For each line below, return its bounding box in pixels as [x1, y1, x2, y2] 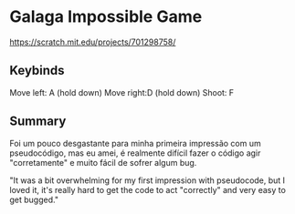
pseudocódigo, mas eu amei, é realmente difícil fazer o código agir [9, 148, 261, 158]
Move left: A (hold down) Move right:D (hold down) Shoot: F [9, 87, 235, 97]
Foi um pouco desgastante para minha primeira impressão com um [9, 138, 262, 148]
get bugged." [9, 194, 59, 205]
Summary [9, 114, 67, 129]
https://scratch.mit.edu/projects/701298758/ [9, 36, 176, 47]
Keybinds [9, 63, 66, 78]
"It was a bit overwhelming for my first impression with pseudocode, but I [9, 175, 286, 186]
